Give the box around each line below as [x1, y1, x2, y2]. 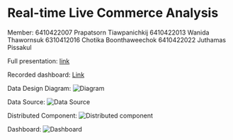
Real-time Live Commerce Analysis [7, 5, 219, 21]
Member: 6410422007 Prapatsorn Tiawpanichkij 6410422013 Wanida [7, 28, 210, 37]
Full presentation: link [7, 56, 70, 65]
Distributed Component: [7, 111, 78, 120]
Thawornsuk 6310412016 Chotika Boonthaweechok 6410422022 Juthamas [7, 35, 227, 44]
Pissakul [7, 43, 32, 51]
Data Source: [7, 97, 46, 106]
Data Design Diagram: [7, 84, 72, 92]
